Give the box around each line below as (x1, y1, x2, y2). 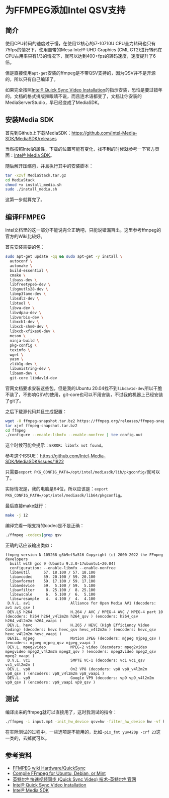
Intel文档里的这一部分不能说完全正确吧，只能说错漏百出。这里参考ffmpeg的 (5, 227, 161, 233)
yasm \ (10, 357, 24, 362)
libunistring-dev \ (10, 366, 51, 371)
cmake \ (10, 272, 26, 278)
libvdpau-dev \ (10, 310, 42, 315)
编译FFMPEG (5, 213, 46, 221)
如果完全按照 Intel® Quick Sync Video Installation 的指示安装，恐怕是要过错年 (5, 87, 162, 93)
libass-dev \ (10, 277, 37, 282)
